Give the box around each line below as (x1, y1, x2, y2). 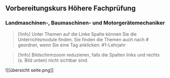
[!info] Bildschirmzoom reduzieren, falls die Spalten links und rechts (17, 51, 160, 58)
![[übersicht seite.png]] (5, 67, 54, 73)
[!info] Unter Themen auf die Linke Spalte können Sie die (17, 31, 137, 37)
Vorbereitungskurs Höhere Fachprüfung (5, 4, 136, 13)
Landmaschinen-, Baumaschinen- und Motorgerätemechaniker (5, 19, 165, 27)
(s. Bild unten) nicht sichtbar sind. (17, 57, 89, 63)
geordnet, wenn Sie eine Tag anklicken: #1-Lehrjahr (17, 42, 126, 48)
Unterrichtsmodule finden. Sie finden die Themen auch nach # (17, 36, 149, 42)
